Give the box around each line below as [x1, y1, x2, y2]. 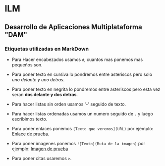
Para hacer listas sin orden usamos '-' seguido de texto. [11, 101, 126, 107]
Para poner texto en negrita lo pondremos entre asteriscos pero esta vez [11, 86, 161, 92]
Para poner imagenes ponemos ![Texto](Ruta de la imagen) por [11, 140, 146, 146]
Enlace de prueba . [11, 131, 50, 137]
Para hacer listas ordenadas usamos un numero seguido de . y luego [11, 111, 153, 116]
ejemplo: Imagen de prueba [11, 146, 68, 152]
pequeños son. [11, 61, 43, 67]
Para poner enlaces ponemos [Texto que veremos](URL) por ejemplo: [11, 125, 154, 131]
